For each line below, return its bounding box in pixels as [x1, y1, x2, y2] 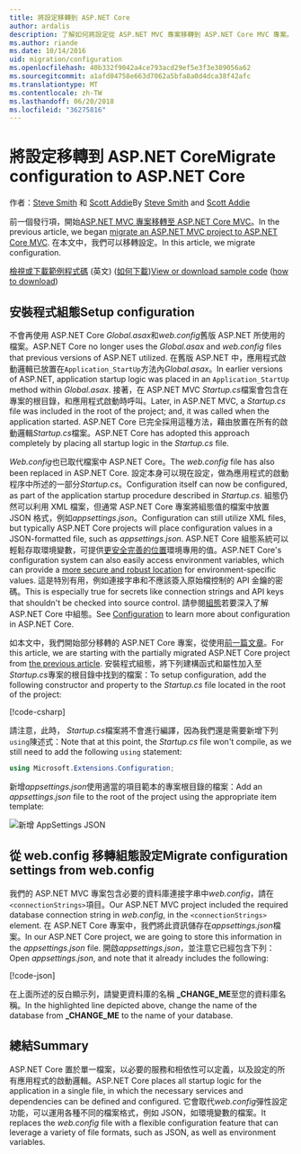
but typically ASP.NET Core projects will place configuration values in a [9, 523, 273, 533]
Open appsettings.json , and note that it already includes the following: [9, 953, 270, 963]
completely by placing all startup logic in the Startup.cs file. [9, 438, 229, 448]
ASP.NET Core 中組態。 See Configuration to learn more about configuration [9, 609, 290, 619]
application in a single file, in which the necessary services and [9, 1085, 243, 1096]
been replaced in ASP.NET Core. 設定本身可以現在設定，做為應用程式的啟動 [9, 468, 289, 478]
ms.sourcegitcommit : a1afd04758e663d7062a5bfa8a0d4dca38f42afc [9, 72, 252, 81]
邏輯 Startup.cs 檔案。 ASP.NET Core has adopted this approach [16, 428, 250, 438]
